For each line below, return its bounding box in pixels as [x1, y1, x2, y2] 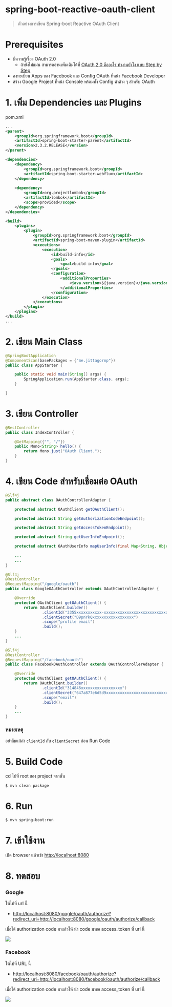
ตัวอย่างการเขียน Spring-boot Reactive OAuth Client [17, 20, 119, 27]
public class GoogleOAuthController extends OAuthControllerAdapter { [5, 586, 159, 592]
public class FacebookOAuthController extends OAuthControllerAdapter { [5, 662, 164, 667]
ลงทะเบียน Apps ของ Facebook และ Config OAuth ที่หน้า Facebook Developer [12, 73, 165, 79]
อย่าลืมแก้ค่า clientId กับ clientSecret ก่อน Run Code [5, 738, 111, 744]
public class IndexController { [5, 430, 74, 435]
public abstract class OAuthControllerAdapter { [5, 497, 111, 502]
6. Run [5, 801, 33, 812]
